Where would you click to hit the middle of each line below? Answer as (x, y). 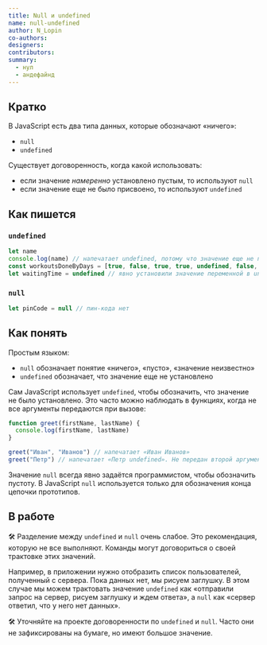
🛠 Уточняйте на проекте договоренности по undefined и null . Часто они (131, 621)
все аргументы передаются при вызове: (77, 408)
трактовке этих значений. (52, 556)
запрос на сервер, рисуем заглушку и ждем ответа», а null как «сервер (132, 596)
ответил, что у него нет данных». (64, 605)
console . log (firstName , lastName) (72, 430)
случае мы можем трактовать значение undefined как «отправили (121, 589)
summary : (23, 60)
